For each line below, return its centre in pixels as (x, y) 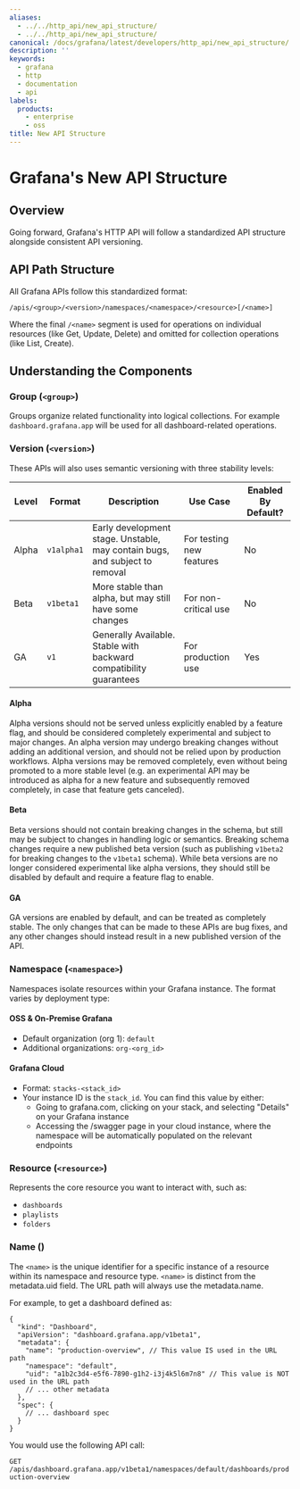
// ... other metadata (67, 1389)
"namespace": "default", (71, 1366)
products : (35, 109)
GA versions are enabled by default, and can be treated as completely (137, 918)
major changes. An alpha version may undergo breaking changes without (144, 742)
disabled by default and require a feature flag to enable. (112, 878)
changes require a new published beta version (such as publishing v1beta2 (146, 849)
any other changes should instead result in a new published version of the (145, 936)
